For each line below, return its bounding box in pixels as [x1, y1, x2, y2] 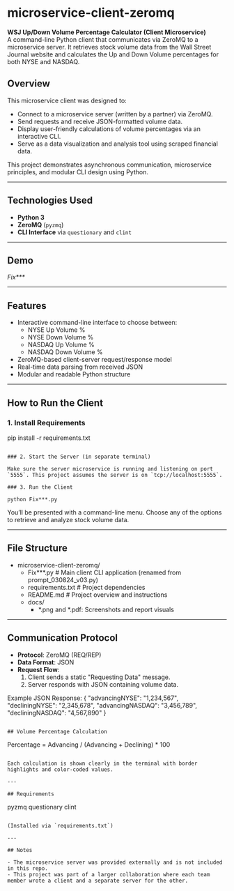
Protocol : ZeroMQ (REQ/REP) [17, 650, 102, 659]
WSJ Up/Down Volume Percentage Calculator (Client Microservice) [7, 28, 207, 36]
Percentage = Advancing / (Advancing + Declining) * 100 [7, 740, 171, 749]
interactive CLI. [17, 132, 61, 140]
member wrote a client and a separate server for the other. [7, 877, 189, 884]
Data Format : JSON [17, 657, 75, 667]
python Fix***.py [7, 496, 58, 503]
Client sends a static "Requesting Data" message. [27, 673, 171, 681]
